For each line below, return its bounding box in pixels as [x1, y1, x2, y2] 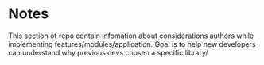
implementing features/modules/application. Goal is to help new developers [8, 39, 256, 48]
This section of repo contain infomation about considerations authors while [8, 31, 254, 40]
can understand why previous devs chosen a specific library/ [8, 48, 208, 57]
